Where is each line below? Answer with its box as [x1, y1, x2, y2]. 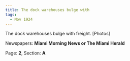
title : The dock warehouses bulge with [5, 7, 90, 13]
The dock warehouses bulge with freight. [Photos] [5, 31, 111, 37]
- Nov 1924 [10, 17, 33, 22]
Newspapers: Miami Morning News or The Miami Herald [5, 40, 125, 46]
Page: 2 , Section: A [5, 50, 46, 56]
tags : [5, 12, 17, 17]
